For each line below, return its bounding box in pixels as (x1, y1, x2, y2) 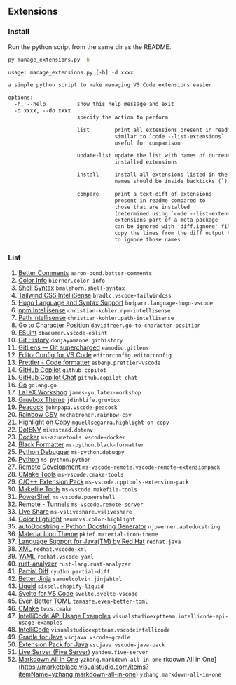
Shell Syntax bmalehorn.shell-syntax (18, 284, 125, 292)
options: (8, 94, 34, 101)
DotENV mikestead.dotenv (18, 425, 93, 434)
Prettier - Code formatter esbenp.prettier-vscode (18, 358, 161, 367)
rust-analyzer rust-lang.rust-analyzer (18, 559, 132, 568)
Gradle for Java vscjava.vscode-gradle (18, 633, 131, 641)
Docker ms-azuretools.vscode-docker (18, 433, 126, 441)
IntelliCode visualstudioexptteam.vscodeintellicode (18, 625, 170, 634)
